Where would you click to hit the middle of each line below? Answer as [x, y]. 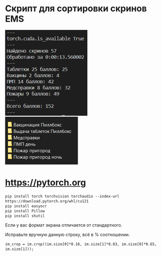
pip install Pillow [25, 211]
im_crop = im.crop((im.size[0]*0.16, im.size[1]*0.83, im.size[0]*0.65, [81, 244]
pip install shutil [25, 216]
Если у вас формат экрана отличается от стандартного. [64, 225]
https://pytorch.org [46, 183]
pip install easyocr [26, 206]
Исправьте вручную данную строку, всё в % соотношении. [67, 234]
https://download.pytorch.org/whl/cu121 [47, 201]
